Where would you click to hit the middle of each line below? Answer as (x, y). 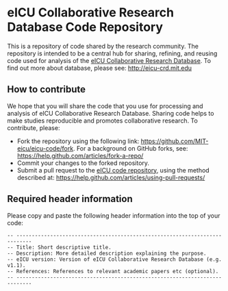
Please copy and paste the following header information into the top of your (114, 215)
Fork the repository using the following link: (78, 141)
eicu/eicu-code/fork (45, 148)
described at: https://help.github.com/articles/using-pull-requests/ (111, 177)
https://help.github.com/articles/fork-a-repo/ (80, 155)
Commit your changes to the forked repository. (83, 163)
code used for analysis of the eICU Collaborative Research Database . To (109, 60)
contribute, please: (34, 127)
